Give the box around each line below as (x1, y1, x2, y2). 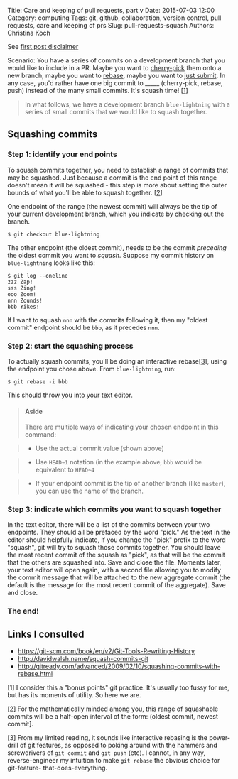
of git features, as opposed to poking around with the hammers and (20, 741, 218, 750)
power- (209, 734, 231, 742)
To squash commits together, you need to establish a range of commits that (7, 165, 229, 174)
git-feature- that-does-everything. (7, 763, 108, 773)
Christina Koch (7, 28, 51, 37)
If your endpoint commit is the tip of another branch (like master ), (35, 479, 226, 488)
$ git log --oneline (7, 272, 69, 279)
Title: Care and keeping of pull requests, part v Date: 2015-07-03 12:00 (7, 6, 215, 14)
